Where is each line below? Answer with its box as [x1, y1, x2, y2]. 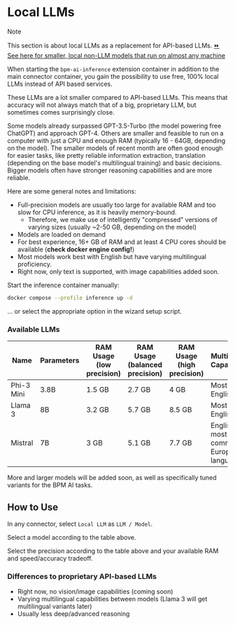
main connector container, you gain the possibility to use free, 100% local [7, 72, 219, 80]
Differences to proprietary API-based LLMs [7, 571, 157, 581]
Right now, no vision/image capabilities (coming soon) [17, 587, 173, 596]
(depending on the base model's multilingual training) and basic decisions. [7, 159, 222, 167]
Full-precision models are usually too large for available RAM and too [17, 200, 216, 209]
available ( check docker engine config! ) [17, 245, 135, 253]
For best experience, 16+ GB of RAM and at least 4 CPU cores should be [17, 237, 227, 246]
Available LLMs [7, 324, 60, 334]
